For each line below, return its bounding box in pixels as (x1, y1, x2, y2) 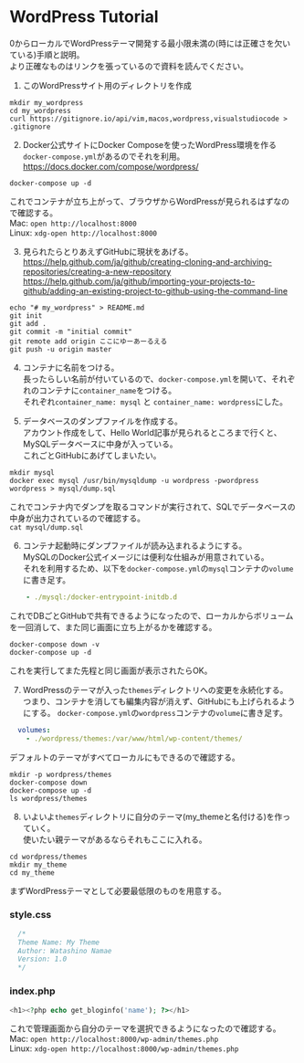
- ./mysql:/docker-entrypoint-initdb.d (26, 592, 178, 602)
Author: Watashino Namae (17, 946, 112, 955)
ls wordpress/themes (9, 794, 89, 803)
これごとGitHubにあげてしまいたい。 (22, 449, 162, 460)
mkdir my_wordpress (9, 98, 84, 107)
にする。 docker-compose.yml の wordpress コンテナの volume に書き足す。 (22, 707, 288, 718)
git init (9, 310, 43, 321)
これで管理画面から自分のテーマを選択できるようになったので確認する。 (9, 1023, 281, 1034)
